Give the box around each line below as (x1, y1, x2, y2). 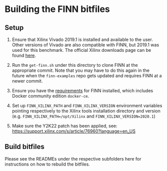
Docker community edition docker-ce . (11, 93, 89, 99)
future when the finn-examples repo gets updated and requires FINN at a (11, 73, 162, 78)
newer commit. (11, 78, 43, 84)
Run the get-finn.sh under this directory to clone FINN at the (11, 62, 138, 68)
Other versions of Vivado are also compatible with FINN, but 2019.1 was (11, 42, 159, 48)
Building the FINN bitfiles (4, 3, 110, 15)
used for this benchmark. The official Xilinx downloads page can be (11, 47, 151, 53)
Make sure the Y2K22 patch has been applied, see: (11, 123, 118, 129)
